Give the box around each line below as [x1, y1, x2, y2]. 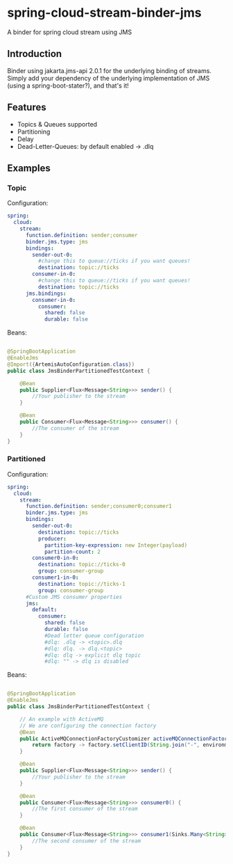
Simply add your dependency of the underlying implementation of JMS [7, 74, 210, 82]
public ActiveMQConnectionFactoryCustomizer [19, 735, 150, 742]
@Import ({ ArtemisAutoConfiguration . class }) [7, 360, 135, 368]
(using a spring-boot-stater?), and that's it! [7, 81, 130, 90]
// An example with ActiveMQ [19, 715, 104, 723]
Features [7, 102, 46, 113]
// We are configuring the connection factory [19, 722, 157, 729]
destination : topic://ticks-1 [37, 580, 126, 587]
